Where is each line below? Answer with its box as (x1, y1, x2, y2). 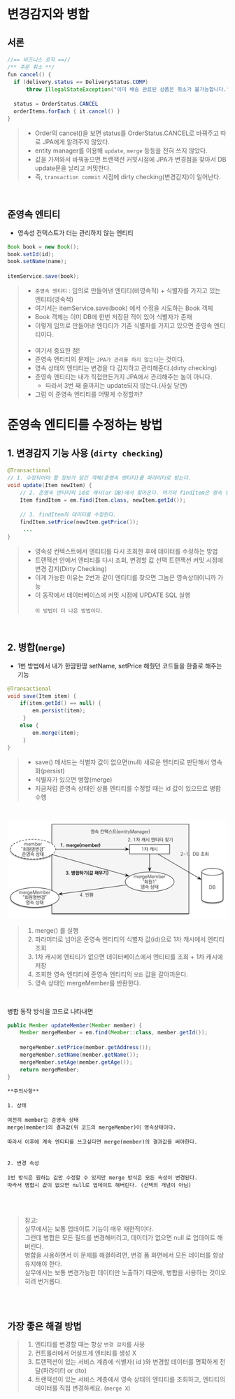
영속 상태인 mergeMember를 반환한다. (34, 978, 141, 987)
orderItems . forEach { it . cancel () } (13, 108, 120, 115)
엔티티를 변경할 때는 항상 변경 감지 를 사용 (34, 1340, 145, 1349)
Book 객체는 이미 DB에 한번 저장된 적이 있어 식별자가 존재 (34, 313, 192, 321)
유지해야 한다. (24, 1259, 63, 1267)
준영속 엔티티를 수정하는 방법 (7, 417, 163, 433)
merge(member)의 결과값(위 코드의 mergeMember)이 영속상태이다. (7, 1124, 177, 1131)
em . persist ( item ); (32, 708, 86, 715)
